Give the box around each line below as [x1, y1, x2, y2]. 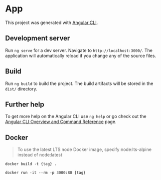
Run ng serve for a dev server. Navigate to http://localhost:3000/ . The [5, 47, 153, 53]
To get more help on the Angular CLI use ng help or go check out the [5, 113, 147, 119]
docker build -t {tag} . [5, 161, 57, 166]
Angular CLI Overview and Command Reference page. [5, 118, 117, 125]
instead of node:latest [17, 152, 62, 158]
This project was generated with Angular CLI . [5, 19, 98, 25]
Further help [5, 100, 45, 108]
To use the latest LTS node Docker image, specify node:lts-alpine [17, 146, 152, 152]
